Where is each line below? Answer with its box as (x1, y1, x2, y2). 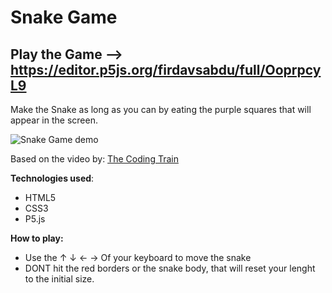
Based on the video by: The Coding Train (10, 153, 179, 165)
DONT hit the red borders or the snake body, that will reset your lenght (24, 262, 316, 274)
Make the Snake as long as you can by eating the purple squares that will (10, 104, 312, 115)
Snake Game (10, 6, 118, 29)
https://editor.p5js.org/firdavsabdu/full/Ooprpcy (10, 61, 322, 78)
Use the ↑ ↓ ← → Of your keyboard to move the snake (24, 252, 252, 263)
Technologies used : (10, 172, 95, 184)
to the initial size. (24, 273, 95, 285)
